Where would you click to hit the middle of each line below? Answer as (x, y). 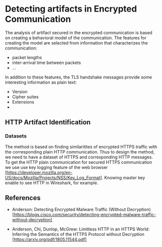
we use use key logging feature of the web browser (57, 167)
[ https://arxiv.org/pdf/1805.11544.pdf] (49, 239)
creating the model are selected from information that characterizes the (76, 43)
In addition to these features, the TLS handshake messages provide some (79, 77)
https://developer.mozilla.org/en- (40, 172)
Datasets (16, 136)
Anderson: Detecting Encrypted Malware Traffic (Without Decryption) (81, 210)
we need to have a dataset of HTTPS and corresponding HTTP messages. (79, 157)
